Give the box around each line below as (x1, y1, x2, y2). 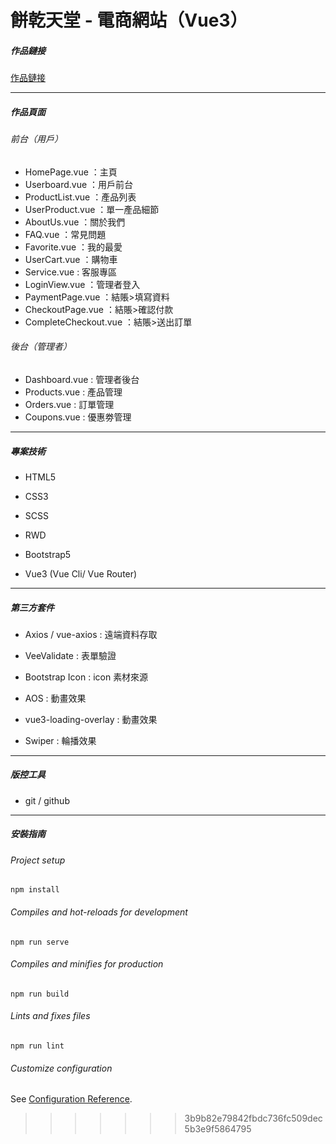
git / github (24, 794, 70, 806)
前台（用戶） (10, 133, 63, 145)
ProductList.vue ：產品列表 (24, 191, 137, 203)
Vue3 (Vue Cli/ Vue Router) (24, 567, 138, 580)
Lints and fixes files (10, 1010, 91, 1022)
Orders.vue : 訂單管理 (24, 398, 115, 410)
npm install (10, 885, 60, 895)
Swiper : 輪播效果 (24, 734, 97, 746)
